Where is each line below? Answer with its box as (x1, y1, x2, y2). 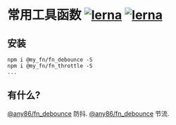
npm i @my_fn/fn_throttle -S (7, 63, 93, 70)
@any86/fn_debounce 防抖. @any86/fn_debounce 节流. (7, 109, 170, 117)
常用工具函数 (7, 7, 82, 23)
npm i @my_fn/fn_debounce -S (7, 56, 93, 63)
